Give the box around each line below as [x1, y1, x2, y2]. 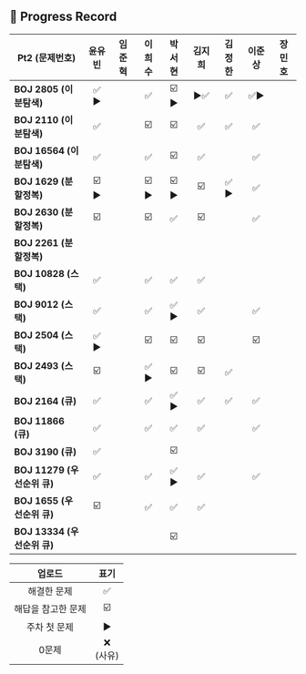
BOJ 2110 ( [14, 113, 66, 126]
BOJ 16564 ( [14, 144, 71, 157]
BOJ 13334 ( [14, 525, 71, 537]
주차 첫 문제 [26, 620, 75, 633]
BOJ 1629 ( [14, 175, 66, 188]
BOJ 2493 [14, 359, 59, 372]
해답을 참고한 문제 [14, 603, 87, 616]
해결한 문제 [27, 585, 73, 597]
